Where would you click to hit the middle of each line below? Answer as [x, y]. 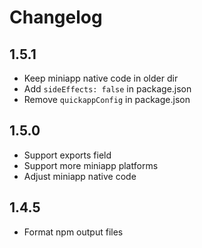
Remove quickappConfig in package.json [107, 99]
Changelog [56, 17]
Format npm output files [73, 232]
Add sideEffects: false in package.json [107, 89]
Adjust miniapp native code [80, 176]
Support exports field [67, 155]
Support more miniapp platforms [91, 165]
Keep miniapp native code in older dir [101, 78]
